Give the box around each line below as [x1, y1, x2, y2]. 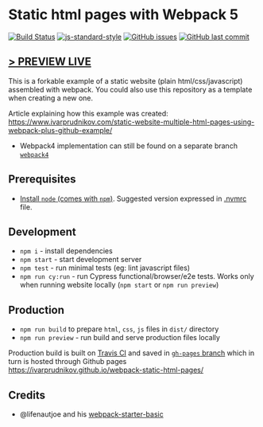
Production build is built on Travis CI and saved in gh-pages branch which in [8, 348, 255, 358]
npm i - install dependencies [19, 246, 113, 256]
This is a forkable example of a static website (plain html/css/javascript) [8, 76, 243, 85]
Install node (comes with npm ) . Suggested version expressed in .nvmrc [19, 194, 247, 203]
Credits [8, 388, 46, 402]
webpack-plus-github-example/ [8, 125, 113, 135]
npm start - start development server [19, 255, 142, 264]
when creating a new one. [8, 93, 94, 103]
